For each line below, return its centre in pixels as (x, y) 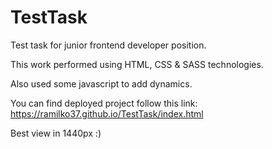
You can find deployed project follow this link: (104, 103)
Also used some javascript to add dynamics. (101, 83)
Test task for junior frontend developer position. (108, 45)
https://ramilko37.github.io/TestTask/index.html (107, 113)
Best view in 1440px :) (56, 133)
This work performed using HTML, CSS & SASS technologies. (137, 64)
